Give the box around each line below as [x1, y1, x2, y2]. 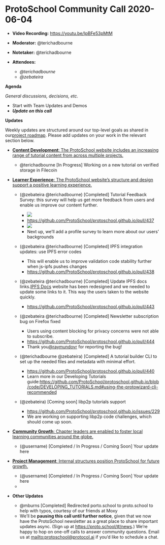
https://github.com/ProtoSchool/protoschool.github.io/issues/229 [27, 408, 160, 414]
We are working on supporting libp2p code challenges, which [27, 414, 152, 419]
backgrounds [27, 234, 54, 240]
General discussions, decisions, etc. [5, 93, 79, 99]
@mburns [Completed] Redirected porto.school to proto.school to [19, 503, 154, 508]
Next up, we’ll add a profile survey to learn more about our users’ [27, 228, 159, 234]
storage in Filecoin [19, 167, 58, 173]
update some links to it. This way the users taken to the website [19, 289, 149, 294]
